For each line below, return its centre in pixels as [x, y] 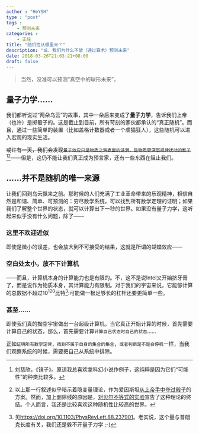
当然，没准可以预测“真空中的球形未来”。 [70, 79]
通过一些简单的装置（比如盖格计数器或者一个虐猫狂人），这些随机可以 [101, 130]
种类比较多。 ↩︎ [46, 377]
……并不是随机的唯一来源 [53, 178]
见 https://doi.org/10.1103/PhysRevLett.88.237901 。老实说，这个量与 [97, 417]
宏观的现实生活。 [32, 137]
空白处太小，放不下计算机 [43, 264]
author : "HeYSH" [28, 12]
